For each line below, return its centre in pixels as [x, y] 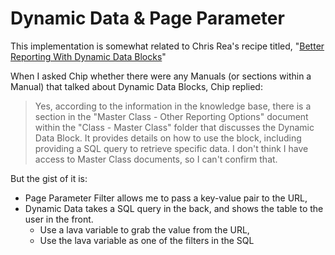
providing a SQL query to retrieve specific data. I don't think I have [171, 148]
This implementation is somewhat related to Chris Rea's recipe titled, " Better [167, 46]
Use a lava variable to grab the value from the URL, [144, 229]
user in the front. [59, 219]
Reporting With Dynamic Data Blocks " [88, 56]
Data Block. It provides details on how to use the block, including [168, 138]
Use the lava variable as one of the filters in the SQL [147, 240]
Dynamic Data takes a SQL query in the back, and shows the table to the [174, 208]
